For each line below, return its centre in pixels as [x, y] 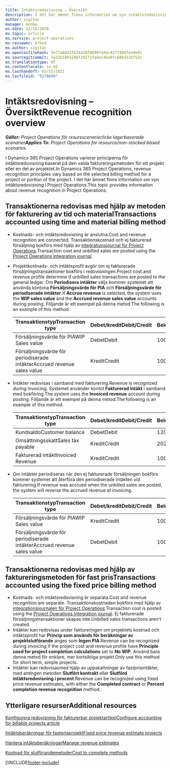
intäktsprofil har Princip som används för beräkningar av [73, 635]
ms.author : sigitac [26, 48]
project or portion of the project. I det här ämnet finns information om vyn [82, 179]
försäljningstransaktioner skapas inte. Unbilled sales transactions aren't [87, 619]
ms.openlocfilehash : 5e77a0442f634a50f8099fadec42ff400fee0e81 [74, 52]
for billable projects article [33, 723]
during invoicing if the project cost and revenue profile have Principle [85, 646]
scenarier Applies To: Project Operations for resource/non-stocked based [82, 142]
